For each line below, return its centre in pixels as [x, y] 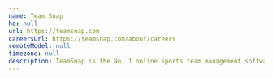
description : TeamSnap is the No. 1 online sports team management [125, 62]
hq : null [23, 24]
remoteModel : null [39, 46]
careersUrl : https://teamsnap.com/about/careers [92, 39]
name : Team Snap [36, 16]
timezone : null [34, 54]
